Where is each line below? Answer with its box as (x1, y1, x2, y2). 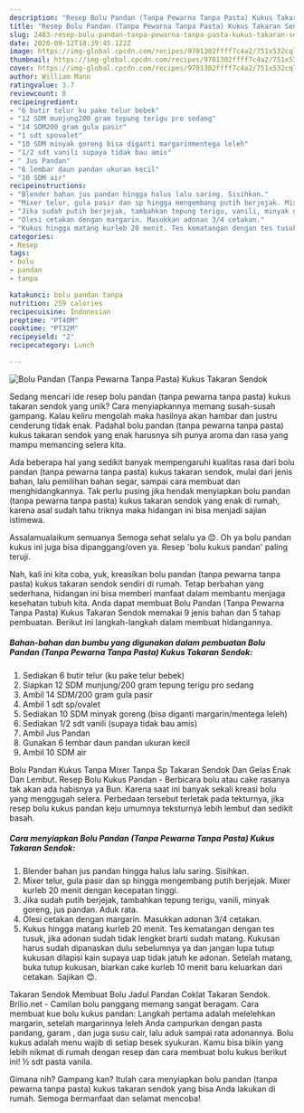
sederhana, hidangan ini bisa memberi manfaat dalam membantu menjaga (9, 587, 286, 598)
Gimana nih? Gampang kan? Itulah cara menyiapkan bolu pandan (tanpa (9, 1073, 278, 1084)
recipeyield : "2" (9, 332, 75, 342)
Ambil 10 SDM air (22, 747, 87, 757)
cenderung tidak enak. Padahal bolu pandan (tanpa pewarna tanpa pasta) (9, 420, 284, 431)
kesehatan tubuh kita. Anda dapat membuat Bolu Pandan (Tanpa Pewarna (9, 597, 285, 608)
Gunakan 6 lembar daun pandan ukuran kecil (22, 737, 190, 747)
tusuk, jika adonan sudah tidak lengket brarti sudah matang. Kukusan (22, 933, 280, 944)
